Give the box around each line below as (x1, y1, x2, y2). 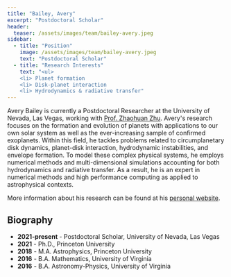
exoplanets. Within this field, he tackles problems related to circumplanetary (7, 136, 225, 144)
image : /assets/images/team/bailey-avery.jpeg (19, 49, 157, 56)
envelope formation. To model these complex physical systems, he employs (7, 151, 224, 160)
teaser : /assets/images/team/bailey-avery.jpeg (13, 29, 154, 37)
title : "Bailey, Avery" (7, 10, 76, 17)
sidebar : (7, 36, 33, 43)
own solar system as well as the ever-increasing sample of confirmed (7, 129, 206, 137)
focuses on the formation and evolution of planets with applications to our (7, 121, 219, 130)
